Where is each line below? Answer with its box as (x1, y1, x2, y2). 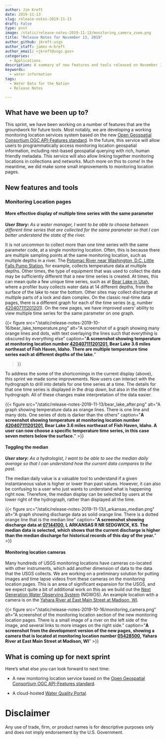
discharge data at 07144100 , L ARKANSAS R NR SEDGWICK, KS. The (5, 522, 148, 528)
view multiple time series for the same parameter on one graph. (5, 310, 134, 316)
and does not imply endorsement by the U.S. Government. (5, 729, 124, 735)
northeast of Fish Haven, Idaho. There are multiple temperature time (5, 346, 148, 352)
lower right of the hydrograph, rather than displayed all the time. (5, 496, 135, 502)
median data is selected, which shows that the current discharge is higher (5, 527, 161, 533)
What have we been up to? (5, 108, 89, 117)
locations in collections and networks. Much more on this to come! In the (5, 158, 153, 164)
